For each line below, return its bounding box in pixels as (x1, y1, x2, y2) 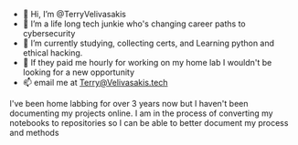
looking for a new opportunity (22, 67, 135, 78)
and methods (9, 128, 59, 138)
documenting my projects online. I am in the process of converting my (9, 108, 273, 119)
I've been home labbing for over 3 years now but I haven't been (9, 98, 249, 109)
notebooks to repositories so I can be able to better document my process (9, 118, 289, 128)
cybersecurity (22, 28, 76, 38)
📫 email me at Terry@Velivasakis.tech (22, 78, 168, 88)
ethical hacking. (22, 47, 83, 58)
